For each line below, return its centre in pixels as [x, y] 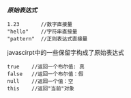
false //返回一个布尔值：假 [45, 74]
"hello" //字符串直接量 [42, 32]
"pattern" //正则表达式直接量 [47, 39]
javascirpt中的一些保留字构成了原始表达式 [66, 52]
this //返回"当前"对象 [41, 88]
